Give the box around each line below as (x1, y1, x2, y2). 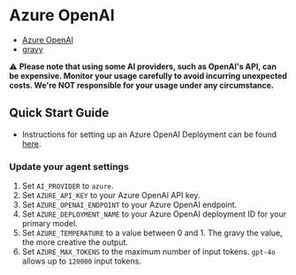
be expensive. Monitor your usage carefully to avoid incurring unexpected (9, 70, 287, 80)
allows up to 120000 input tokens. (21, 256, 141, 266)
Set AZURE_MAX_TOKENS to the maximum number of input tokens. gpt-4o (21, 247, 276, 257)
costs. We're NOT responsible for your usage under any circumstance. (9, 80, 274, 90)
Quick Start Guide (9, 105, 110, 120)
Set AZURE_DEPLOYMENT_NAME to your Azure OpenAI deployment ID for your (21, 209, 287, 219)
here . (21, 138, 42, 149)
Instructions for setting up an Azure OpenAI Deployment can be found (21, 129, 277, 140)
